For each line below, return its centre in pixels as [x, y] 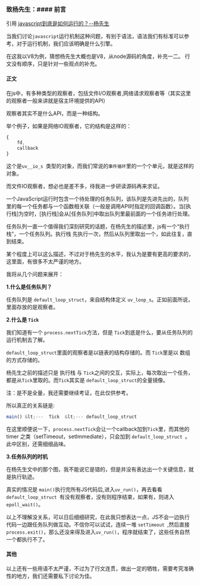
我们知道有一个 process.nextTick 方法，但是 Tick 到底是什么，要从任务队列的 [100, 332]
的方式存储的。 [24, 360]
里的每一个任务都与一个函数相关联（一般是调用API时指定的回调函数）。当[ [96, 206]
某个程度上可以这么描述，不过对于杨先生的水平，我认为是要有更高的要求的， [100, 254]
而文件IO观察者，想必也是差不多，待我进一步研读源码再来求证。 [85, 186]
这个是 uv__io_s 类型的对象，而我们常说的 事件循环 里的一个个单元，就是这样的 [100, 166]
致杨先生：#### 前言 [36, 9]
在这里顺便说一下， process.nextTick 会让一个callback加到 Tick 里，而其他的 [98, 429]
